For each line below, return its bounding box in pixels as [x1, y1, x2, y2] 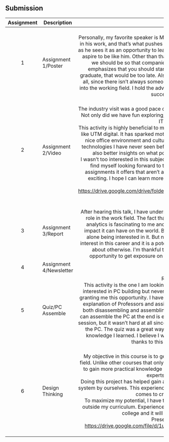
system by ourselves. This [78, 384, 140, 391]
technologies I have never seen [81, 143, 155, 150]
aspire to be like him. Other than [82, 53, 157, 60]
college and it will [121, 409, 163, 416]
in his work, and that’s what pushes [79, 40, 163, 47]
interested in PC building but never [82, 287, 165, 294]
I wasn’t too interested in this [80, 156, 148, 163]
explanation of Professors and [82, 300, 154, 307]
